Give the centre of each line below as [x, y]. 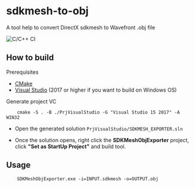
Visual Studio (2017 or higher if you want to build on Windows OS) [96, 90]
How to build [30, 58]
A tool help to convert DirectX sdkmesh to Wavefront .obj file [81, 27]
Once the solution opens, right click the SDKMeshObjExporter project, [102, 140]
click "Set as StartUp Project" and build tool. [70, 146]
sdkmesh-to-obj [47, 11]
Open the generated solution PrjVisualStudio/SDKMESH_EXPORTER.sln [99, 129]
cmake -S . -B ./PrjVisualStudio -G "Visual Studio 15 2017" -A [98, 112]
